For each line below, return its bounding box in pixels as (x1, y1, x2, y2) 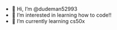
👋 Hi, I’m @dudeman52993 (11, 6, 78, 12)
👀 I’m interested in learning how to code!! (11, 12, 112, 18)
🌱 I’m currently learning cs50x (11, 18, 85, 24)
